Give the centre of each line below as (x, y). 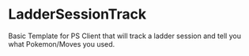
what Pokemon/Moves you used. (62, 44)
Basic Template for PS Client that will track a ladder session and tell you (124, 36)
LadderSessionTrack (77, 14)
